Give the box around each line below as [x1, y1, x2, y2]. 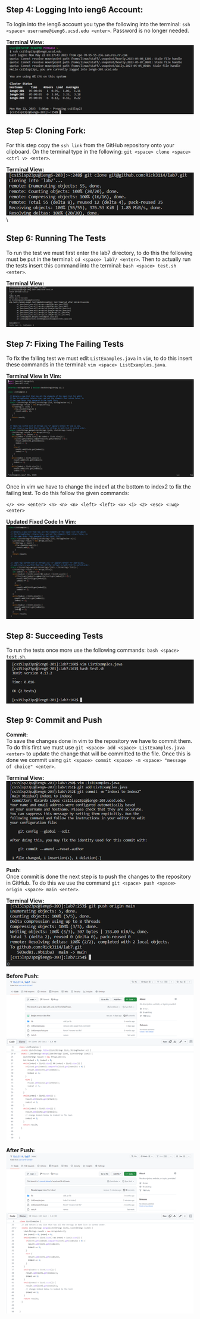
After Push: [6, 1147, 35, 1154]
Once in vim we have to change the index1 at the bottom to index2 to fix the [6, 483, 192, 490]
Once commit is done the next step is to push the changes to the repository [6, 873, 192, 880]
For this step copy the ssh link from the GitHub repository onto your [6, 141, 174, 148]
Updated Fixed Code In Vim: [6, 518, 77, 525]
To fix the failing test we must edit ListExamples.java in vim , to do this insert [6, 354, 192, 362]
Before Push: [6, 972, 39, 979]
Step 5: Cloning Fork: [6, 126, 86, 136]
